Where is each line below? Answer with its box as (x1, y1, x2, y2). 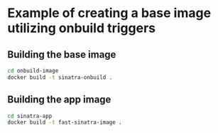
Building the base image (7, 48, 116, 60)
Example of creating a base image (7, 5, 212, 21)
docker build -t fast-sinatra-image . (7, 119, 122, 126)
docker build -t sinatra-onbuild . (7, 73, 113, 81)
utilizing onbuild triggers (7, 20, 156, 36)
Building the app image (7, 94, 111, 106)
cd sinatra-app (7, 112, 53, 119)
